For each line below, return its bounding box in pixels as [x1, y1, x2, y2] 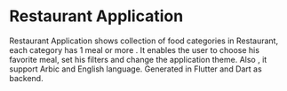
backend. [9, 72, 44, 83]
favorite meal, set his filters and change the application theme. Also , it [9, 54, 267, 64]
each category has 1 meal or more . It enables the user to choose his [9, 44, 260, 55]
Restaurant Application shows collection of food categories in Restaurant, [9, 35, 278, 46]
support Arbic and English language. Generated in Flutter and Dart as [9, 64, 262, 74]
